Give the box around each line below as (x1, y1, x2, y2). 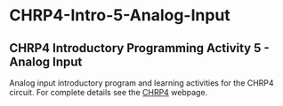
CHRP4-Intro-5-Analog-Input (9, 5, 231, 26)
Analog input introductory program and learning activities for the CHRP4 (9, 78, 274, 88)
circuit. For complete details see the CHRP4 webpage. (9, 87, 208, 97)
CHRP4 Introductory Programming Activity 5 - (9, 41, 270, 56)
